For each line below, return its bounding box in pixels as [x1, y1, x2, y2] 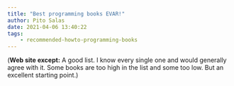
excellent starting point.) [7, 71, 79, 80]
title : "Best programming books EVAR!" [7, 10, 126, 18]
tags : [7, 30, 23, 37]
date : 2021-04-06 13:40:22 [7, 23, 87, 30]
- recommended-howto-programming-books [20, 37, 138, 44]
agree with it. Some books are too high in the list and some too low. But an [7, 63, 224, 72]
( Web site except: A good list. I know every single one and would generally [7, 56, 227, 64]
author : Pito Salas [7, 17, 65, 24]
